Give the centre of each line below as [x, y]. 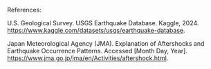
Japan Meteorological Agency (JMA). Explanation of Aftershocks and [106, 43]
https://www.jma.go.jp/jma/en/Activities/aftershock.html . [88, 58]
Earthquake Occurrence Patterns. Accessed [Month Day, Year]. [98, 51]
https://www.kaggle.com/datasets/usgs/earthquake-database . [96, 30]
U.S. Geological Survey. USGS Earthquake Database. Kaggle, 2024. [103, 23]
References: [24, 10]
